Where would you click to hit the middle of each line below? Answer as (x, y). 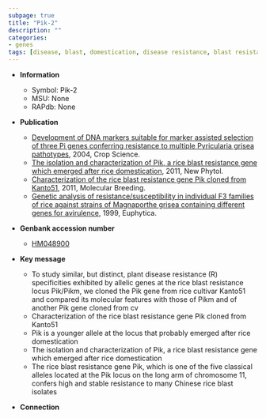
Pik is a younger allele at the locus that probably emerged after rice (141, 333)
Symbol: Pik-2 (54, 90)
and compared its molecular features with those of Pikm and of (134, 299)
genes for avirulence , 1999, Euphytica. (94, 213)
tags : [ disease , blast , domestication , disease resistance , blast (120, 52)
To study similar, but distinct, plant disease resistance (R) (125, 274)
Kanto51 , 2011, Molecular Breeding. (89, 188)
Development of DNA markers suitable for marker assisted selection (142, 137)
